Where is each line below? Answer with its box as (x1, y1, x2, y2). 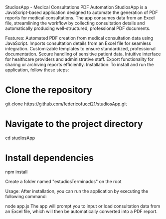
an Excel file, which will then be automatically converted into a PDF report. (5, 208, 158, 214)
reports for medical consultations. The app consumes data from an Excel (5, 15, 155, 20)
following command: (5, 193, 47, 199)
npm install (5, 169, 28, 175)
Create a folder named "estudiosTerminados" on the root (5, 178, 122, 184)
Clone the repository (5, 84, 92, 96)
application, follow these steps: (5, 67, 69, 73)
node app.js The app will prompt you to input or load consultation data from (5, 203, 161, 209)
